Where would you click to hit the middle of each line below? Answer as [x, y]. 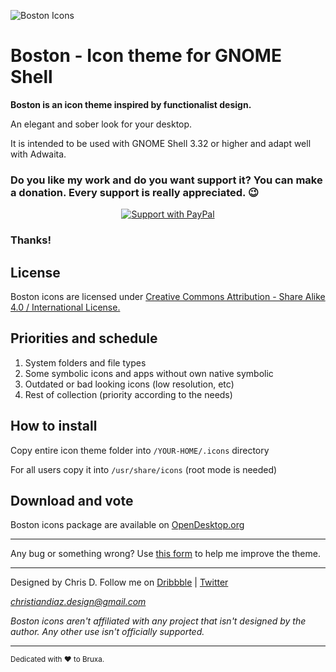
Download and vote [72, 500]
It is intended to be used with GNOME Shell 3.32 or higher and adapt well [161, 143]
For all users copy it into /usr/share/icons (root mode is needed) [144, 469]
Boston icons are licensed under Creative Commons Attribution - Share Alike [168, 296]
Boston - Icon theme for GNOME [146, 56]
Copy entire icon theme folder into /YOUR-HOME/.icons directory [140, 450]
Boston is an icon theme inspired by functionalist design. [131, 104]
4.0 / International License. [65, 307]
